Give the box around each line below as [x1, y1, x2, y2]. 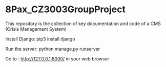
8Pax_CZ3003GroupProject [5, 4, 126, 15]
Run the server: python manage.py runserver [5, 46, 100, 52]
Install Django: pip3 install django [5, 36, 75, 42]
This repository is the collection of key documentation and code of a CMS [5, 20, 161, 27]
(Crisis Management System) [5, 26, 67, 32]
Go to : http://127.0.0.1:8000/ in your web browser [5, 55, 110, 62]
